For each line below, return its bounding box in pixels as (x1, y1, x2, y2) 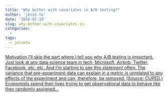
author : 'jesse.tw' (5, 12, 46, 17)
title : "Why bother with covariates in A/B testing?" (5, 7, 120, 13)
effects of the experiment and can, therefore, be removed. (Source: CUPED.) (5, 75, 163, 81)
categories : (5, 26, 30, 31)
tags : (5, 36, 17, 41)
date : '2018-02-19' (5, 17, 46, 22)
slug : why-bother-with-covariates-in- (5, 21, 86, 27)
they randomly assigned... (5, 86, 59, 92)
